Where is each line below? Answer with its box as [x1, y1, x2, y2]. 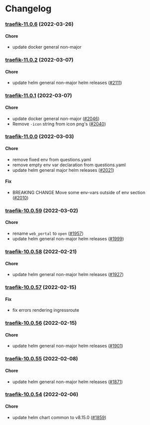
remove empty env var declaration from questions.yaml [12, 162, 126, 168]
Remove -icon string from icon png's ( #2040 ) [12, 121, 106, 127]
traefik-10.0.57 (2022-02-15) [5, 284, 77, 291]
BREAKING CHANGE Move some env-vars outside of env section [12, 189, 146, 195]
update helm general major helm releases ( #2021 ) [12, 167, 114, 173]
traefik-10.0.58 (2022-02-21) [5, 248, 77, 255]
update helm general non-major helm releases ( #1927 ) [12, 272, 124, 278]
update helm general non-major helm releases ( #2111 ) [12, 80, 123, 86]
